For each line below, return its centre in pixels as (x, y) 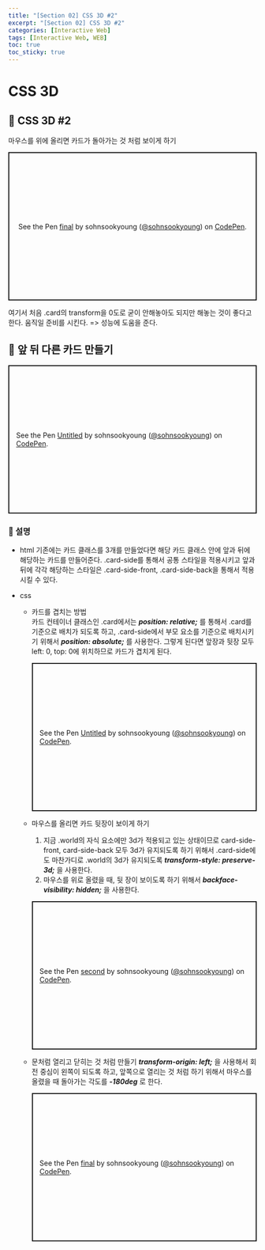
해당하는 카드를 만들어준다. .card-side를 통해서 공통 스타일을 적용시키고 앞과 (137, 560)
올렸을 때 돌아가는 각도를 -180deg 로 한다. (97, 1081)
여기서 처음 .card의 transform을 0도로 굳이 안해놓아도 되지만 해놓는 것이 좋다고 (130, 312)
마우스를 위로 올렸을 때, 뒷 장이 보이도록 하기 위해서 (122, 880)
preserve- (239, 860)
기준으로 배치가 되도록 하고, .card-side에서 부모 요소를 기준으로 (129, 632)
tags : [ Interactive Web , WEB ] (58, 38)
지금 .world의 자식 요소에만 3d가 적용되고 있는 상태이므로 (131, 840)
